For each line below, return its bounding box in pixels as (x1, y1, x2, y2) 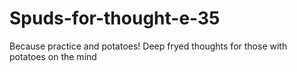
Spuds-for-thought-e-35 (9, 7, 221, 30)
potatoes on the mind (9, 50, 97, 62)
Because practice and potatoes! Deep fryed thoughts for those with (9, 40, 288, 52)
